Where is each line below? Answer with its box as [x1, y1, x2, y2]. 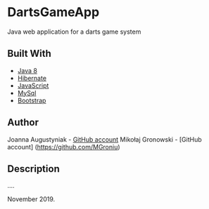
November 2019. [7, 195, 56, 203]
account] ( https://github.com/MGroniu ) [7, 142, 121, 151]
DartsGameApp [7, 4, 100, 20]
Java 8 [17, 66, 37, 74]
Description [7, 163, 60, 175]
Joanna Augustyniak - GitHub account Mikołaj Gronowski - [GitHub [7, 135, 202, 144]
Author [7, 116, 39, 128]
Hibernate [17, 74, 47, 82]
